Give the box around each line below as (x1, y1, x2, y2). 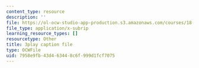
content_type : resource (6, 8, 65, 15)
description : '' (6, 14, 46, 20)
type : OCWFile (6, 47, 41, 53)
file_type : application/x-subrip (6, 25, 89, 31)
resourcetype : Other (6, 36, 57, 42)
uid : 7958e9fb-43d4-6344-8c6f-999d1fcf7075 (6, 53, 115, 59)
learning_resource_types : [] (6, 31, 78, 37)
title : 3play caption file (6, 42, 73, 48)
